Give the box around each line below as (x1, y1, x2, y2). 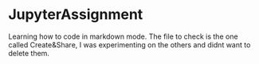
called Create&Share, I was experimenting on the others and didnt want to (8, 40, 251, 49)
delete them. (8, 48, 50, 58)
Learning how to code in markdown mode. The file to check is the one (8, 32, 238, 41)
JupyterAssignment (8, 6, 143, 24)
